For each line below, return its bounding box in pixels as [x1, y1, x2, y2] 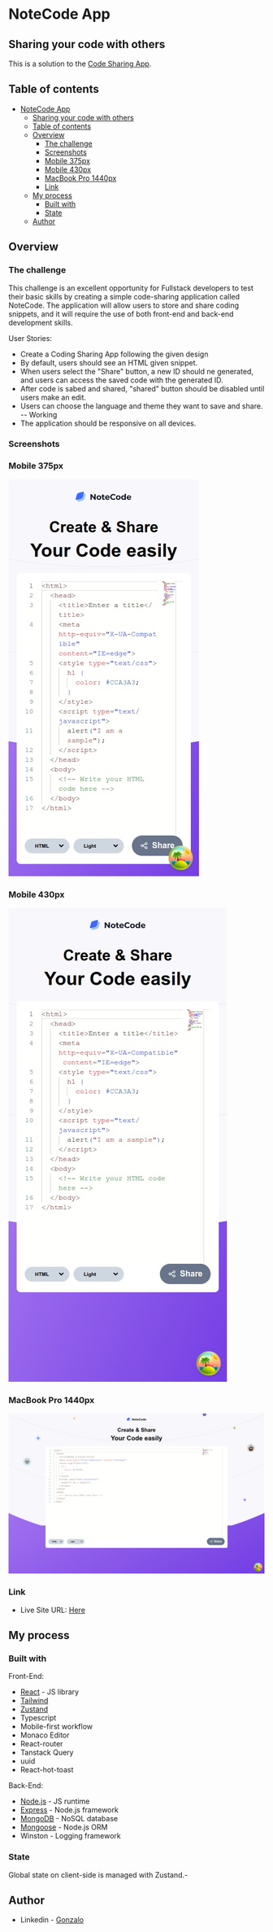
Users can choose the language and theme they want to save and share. [19, 400, 263, 411]
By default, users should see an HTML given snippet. [19, 357, 197, 367]
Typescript [19, 1713, 57, 1723]
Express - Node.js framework [19, 1805, 119, 1815]
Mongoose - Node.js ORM [19, 1822, 108, 1832]
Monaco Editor [19, 1730, 70, 1740]
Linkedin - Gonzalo [19, 1915, 84, 1925]
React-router [19, 1739, 63, 1749]
